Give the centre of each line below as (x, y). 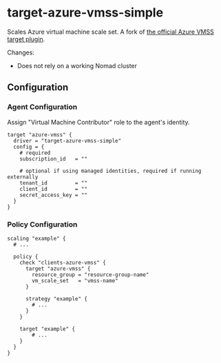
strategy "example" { (56, 299)
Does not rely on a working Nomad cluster (77, 65)
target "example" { (48, 329)
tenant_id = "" (54, 183)
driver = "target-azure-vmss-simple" (67, 141)
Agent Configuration (42, 107)
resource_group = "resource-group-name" (91, 274)
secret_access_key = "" (54, 195)
